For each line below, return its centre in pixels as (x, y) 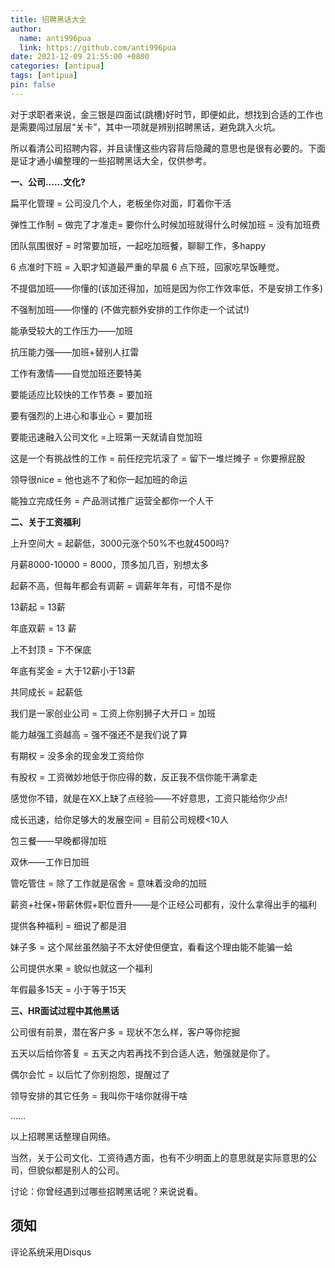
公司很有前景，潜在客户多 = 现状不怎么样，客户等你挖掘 (125, 1032)
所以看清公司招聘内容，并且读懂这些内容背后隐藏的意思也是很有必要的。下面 (168, 148)
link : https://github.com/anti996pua (98, 47)
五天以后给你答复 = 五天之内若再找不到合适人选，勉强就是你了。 (143, 1053)
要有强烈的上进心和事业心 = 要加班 (81, 415)
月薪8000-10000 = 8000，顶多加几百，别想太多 (109, 564)
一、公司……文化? (48, 182)
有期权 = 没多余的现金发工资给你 (77, 755)
